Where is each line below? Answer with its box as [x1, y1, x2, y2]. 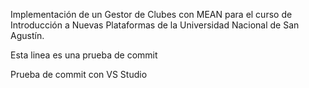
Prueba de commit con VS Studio [10, 69, 148, 80]
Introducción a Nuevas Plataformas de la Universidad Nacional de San [10, 19, 300, 31]
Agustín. [10, 30, 45, 41]
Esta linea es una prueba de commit [10, 49, 158, 61]
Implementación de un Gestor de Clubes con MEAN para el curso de [10, 9, 293, 20]
